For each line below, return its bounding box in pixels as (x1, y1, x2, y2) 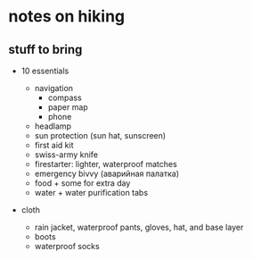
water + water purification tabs (34, 188, 149, 197)
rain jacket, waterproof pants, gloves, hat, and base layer (34, 222, 244, 232)
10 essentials (20, 65, 69, 76)
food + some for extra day (34, 178, 131, 189)
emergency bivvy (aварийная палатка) (34, 168, 180, 179)
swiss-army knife (34, 149, 99, 160)
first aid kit (34, 140, 74, 150)
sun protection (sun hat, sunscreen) (34, 130, 167, 140)
